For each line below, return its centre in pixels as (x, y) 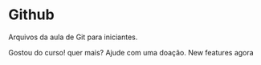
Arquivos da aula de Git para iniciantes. (73, 37)
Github (31, 15)
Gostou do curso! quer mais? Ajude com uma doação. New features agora (131, 52)
